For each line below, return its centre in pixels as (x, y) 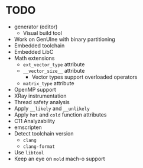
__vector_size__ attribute (54, 70)
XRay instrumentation (40, 96)
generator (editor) (36, 27)
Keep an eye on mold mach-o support (59, 159)
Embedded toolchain (39, 46)
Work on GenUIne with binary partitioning (65, 39)
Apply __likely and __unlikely (52, 108)
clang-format (39, 146)
